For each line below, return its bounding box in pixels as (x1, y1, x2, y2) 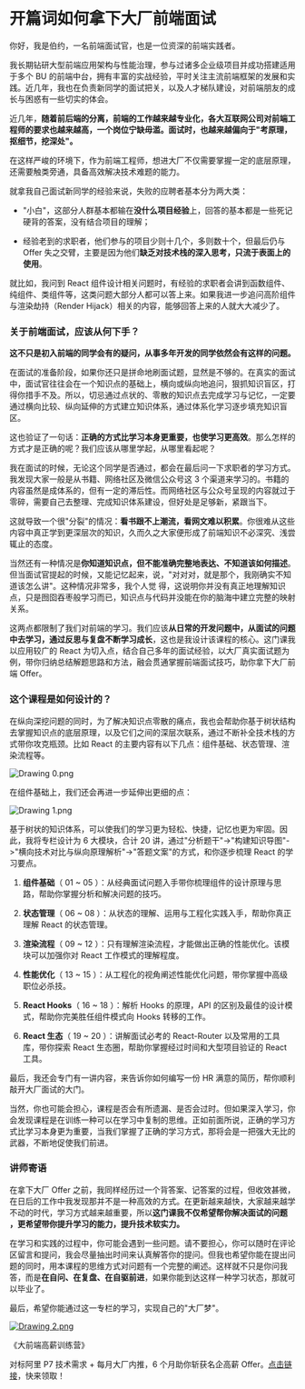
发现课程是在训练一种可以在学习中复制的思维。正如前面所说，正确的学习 (16, 1114, 288, 1125)
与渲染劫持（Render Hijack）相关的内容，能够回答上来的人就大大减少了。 (9, 300, 284, 311)
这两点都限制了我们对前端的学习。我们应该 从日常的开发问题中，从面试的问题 (9, 623, 296, 634)
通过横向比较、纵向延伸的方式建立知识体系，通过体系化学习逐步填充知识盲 (9, 401, 288, 412)
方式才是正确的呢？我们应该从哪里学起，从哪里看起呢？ (9, 443, 216, 455)
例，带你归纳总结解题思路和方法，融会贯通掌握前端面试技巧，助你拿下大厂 (9, 656, 288, 668)
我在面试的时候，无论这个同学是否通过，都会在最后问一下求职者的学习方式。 (9, 463, 296, 474)
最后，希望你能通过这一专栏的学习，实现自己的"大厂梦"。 (9, 1302, 224, 1314)
